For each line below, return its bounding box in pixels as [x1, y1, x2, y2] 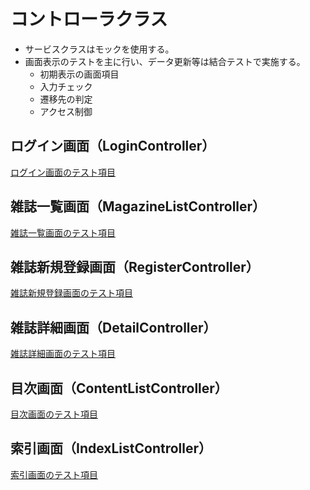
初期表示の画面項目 [39, 68, 120, 80]
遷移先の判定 [39, 93, 93, 105]
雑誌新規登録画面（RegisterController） [10, 258, 260, 275]
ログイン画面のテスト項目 [10, 166, 116, 178]
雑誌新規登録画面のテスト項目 [10, 287, 133, 299]
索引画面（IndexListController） [10, 440, 213, 457]
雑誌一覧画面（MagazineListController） [10, 198, 267, 215]
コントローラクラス [10, 8, 168, 31]
